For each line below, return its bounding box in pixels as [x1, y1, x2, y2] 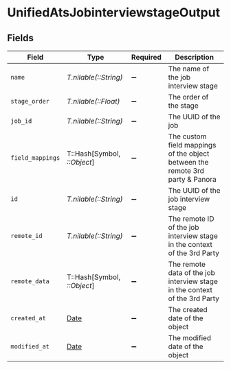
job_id [10, 117, 32, 125]
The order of [168, 93, 209, 102]
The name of [168, 64, 210, 73]
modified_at [10, 343, 50, 350]
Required [131, 53, 162, 62]
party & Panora [168, 175, 217, 184]
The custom [168, 132, 207, 141]
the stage [168, 101, 199, 110]
